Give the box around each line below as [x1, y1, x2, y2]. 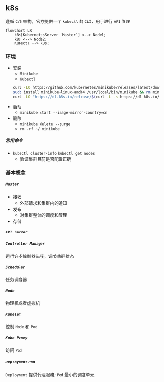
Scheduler [5, 265, 26, 270]
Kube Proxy [5, 335, 28, 340]
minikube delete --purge [20, 121, 71, 127]
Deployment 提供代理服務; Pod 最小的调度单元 [5, 371, 95, 377]
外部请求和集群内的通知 [20, 200, 67, 206]
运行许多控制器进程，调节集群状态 [5, 253, 74, 259]
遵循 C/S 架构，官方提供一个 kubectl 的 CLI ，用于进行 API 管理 [5, 18, 131, 24]
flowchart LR [5, 28, 32, 33]
